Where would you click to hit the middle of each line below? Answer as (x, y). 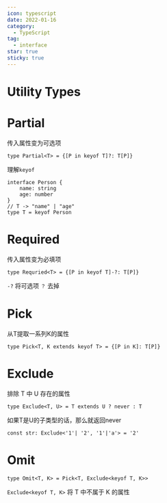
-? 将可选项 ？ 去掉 (34, 285)
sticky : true (26, 58)
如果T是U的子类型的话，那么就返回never (64, 420)
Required (34, 240)
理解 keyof (21, 169)
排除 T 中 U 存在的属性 (39, 394)
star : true (23, 52)
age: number (36, 194)
